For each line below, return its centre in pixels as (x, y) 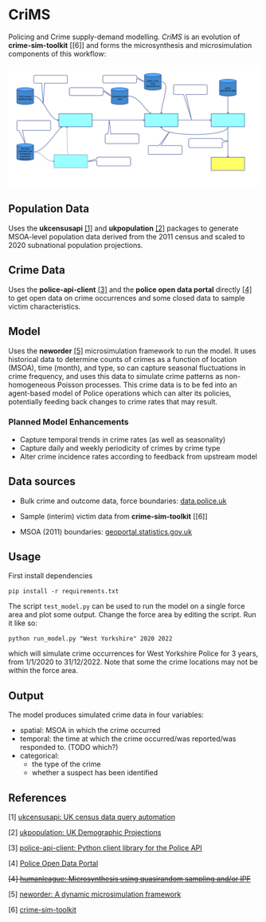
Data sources (42, 481)
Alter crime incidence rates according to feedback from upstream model (138, 456)
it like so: (23, 623)
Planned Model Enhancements (68, 422)
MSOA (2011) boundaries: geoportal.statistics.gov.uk (106, 531)
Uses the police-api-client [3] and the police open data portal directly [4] (130, 290)
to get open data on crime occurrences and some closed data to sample (127, 297)
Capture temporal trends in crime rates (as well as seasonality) (123, 439)
